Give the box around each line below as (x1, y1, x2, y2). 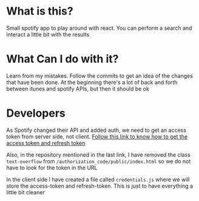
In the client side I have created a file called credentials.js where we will (6, 175, 190, 183)
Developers (6, 106, 66, 120)
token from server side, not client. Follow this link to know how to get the (6, 132, 188, 140)
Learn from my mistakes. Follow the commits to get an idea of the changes (6, 72, 193, 80)
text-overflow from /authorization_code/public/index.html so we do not (6, 157, 191, 165)
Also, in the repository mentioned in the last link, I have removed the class (6, 151, 191, 158)
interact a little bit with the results (6, 30, 90, 38)
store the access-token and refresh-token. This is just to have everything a (6, 182, 193, 189)
